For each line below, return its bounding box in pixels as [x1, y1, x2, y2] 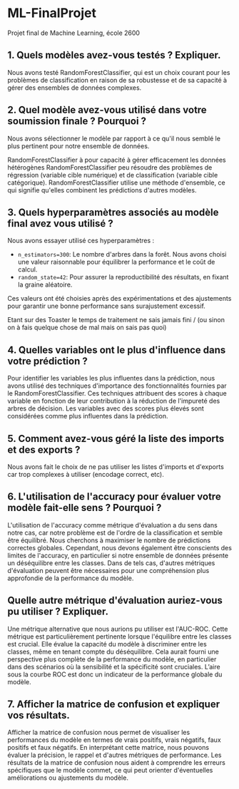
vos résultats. [7, 709, 70, 721]
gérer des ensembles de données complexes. [7, 83, 142, 92]
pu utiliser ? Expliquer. [7, 606, 109, 618]
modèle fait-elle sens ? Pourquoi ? [7, 502, 162, 514]
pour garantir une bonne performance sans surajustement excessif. [7, 301, 205, 311]
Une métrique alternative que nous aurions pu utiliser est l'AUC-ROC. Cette [7, 624, 228, 633]
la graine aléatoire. [17, 280, 73, 289]
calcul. [17, 265, 38, 274]
